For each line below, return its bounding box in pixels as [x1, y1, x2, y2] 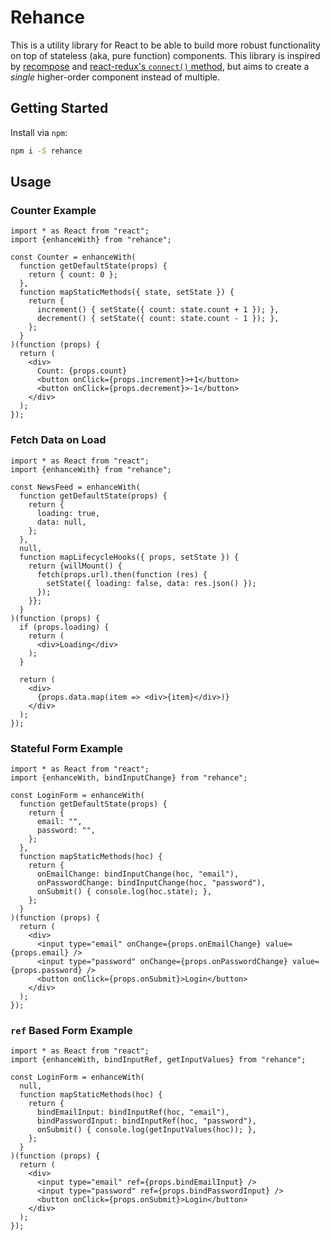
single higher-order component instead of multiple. [10, 71, 221, 83]
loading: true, [36, 508, 101, 518]
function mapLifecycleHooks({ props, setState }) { [19, 552, 240, 562]
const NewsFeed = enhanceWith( [10, 482, 141, 492]
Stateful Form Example [10, 741, 123, 755]
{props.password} [10, 965, 83, 975]
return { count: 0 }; [28, 270, 118, 280]
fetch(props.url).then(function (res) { [36, 569, 208, 580]
